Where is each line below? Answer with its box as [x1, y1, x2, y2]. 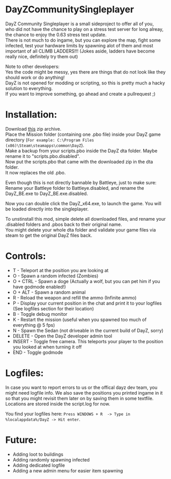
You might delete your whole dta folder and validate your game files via [5, 226, 156, 233]
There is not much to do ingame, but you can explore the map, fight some [5, 37, 161, 43]
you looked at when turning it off [12, 344, 82, 350]
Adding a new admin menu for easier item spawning [12, 467, 123, 474]
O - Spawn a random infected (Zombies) [12, 273, 99, 279]
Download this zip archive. [5, 126, 62, 132]
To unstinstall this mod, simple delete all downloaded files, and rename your [5, 216, 166, 222]
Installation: [5, 109, 58, 120]
